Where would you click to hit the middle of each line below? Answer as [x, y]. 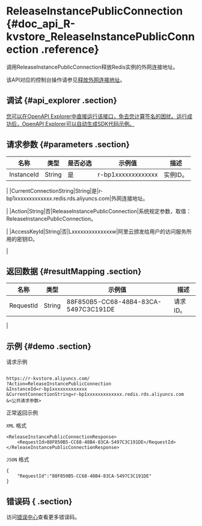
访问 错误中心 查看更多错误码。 [43, 517]
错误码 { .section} [39, 501]
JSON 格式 [18, 460]
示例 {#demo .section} [49, 346]
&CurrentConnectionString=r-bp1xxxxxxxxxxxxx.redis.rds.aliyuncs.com [95, 395]
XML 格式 [17, 425]
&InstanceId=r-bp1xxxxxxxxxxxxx [47, 389]
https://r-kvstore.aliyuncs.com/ [48, 379]
